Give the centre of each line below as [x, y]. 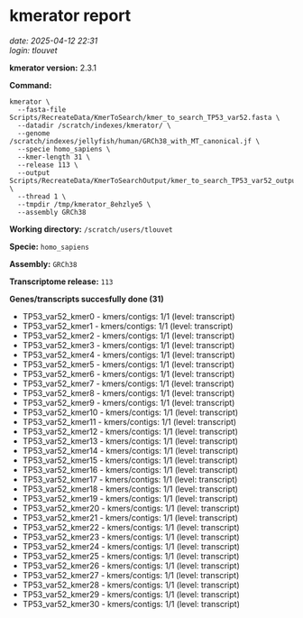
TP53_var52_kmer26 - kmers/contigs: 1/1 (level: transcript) [131, 566]
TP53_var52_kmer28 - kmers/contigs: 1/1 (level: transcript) [131, 585]
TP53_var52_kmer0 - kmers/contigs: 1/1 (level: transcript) [129, 316]
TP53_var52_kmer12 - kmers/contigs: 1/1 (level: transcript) [130, 431]
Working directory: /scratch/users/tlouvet [91, 229]
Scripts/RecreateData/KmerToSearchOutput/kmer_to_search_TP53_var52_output [155, 180]
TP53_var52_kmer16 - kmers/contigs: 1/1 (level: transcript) [130, 469]
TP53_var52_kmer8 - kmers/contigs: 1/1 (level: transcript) [129, 392]
